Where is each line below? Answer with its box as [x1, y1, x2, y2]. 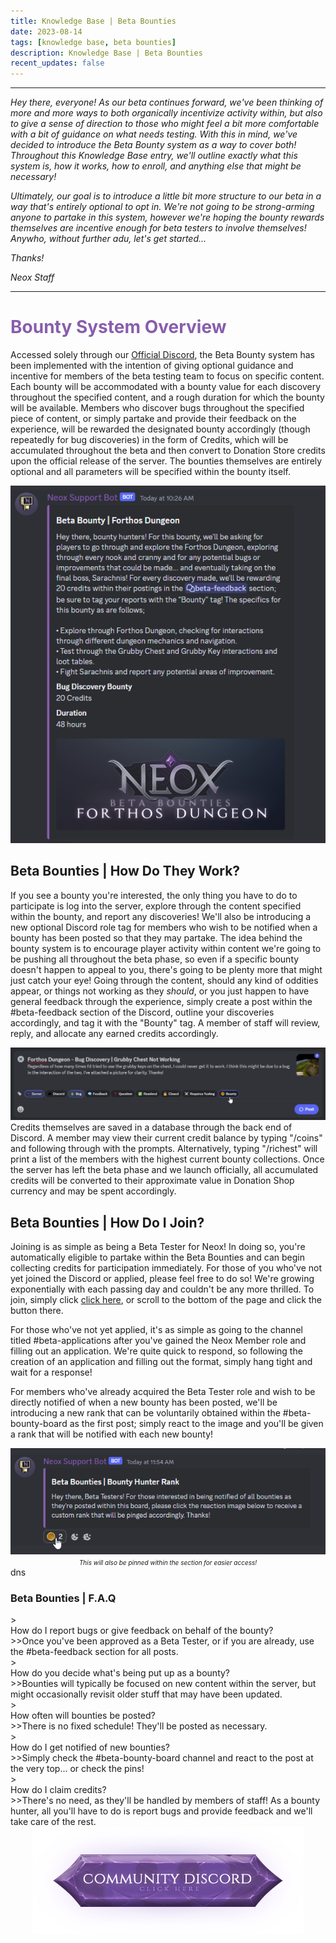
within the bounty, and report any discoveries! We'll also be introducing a [10, 910, 312, 922]
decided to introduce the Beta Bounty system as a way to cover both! [10, 139, 297, 151]
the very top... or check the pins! [10, 1763, 145, 1775]
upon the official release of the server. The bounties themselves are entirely [10, 455, 323, 467]
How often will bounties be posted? [10, 1710, 156, 1722]
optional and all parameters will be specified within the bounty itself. [10, 466, 291, 478]
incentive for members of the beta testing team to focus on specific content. [10, 370, 325, 382]
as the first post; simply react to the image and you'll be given [69, 1418, 324, 1430]
